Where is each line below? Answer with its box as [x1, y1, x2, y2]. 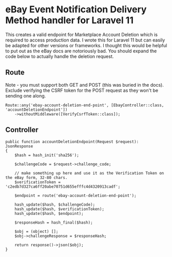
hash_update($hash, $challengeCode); [14, 202, 95, 207]
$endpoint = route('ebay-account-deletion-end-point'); [14, 193, 137, 198]
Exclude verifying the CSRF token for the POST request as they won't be [5, 87, 158, 93]
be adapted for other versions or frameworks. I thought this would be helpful [5, 42, 167, 48]
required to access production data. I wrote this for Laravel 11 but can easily [5, 37, 165, 43]
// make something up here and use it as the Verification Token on [14, 170, 164, 175]
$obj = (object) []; [14, 229, 59, 234]
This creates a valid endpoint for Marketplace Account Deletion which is [5, 31, 158, 37]
